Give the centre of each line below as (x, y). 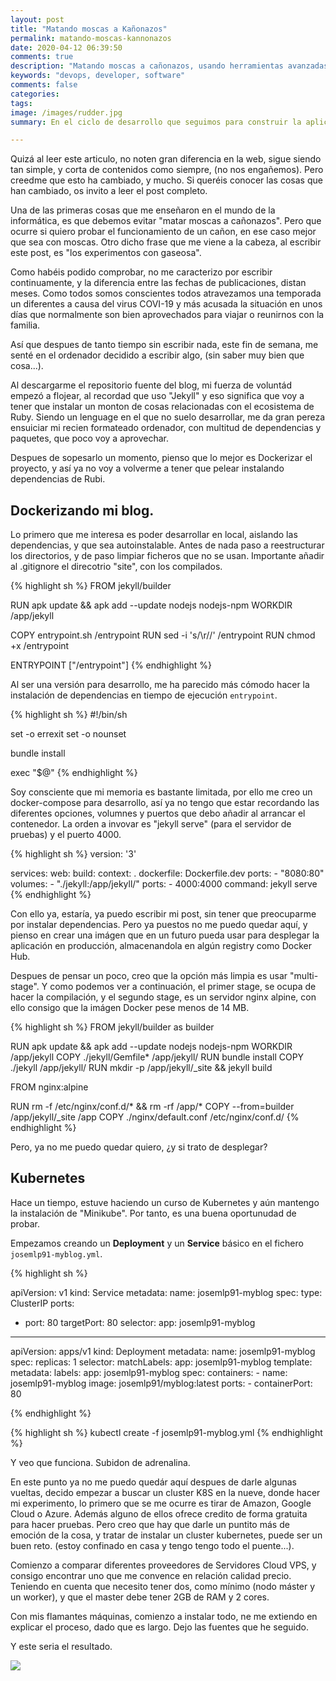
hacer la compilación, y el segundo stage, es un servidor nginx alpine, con (163, 997)
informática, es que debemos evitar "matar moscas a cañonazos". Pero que (166, 221)
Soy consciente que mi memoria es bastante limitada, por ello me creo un (161, 792)
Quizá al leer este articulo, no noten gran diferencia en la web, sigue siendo (166, 159)
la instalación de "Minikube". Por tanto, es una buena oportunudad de (153, 1213)
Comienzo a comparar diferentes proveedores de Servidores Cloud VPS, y (163, 1565)
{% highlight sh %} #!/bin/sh (69, 715)
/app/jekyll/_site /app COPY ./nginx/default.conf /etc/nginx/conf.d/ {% (155, 1117)
